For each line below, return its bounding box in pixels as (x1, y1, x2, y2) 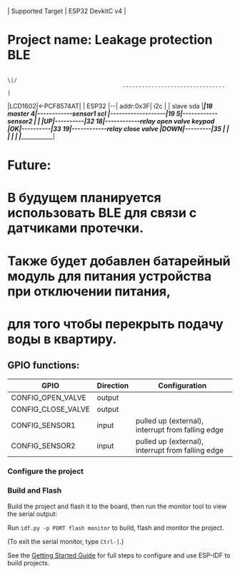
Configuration (158, 381, 207, 391)
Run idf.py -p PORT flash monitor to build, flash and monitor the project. (7, 523, 225, 532)
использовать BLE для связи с (7, 205, 197, 221)
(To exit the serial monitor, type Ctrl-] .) (7, 537, 124, 545)
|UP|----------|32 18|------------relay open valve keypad (41, 116, 215, 125)
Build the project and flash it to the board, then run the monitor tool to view (7, 502, 227, 510)
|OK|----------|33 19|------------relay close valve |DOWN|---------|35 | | (7, 124, 229, 133)
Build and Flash (7, 485, 62, 495)
